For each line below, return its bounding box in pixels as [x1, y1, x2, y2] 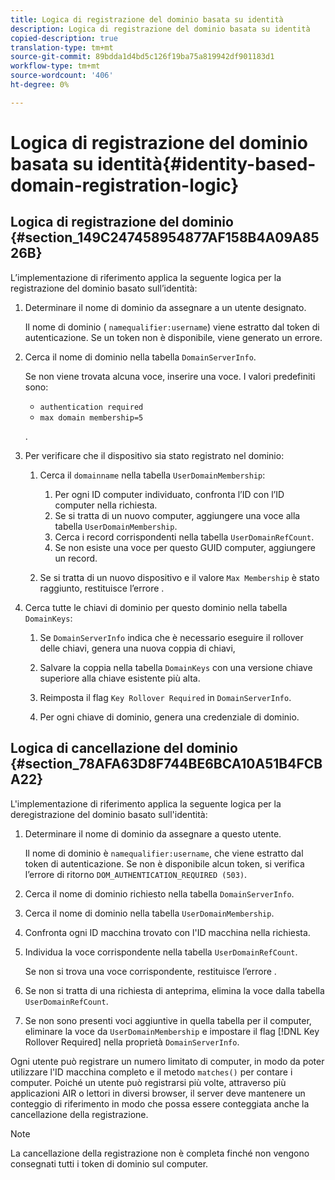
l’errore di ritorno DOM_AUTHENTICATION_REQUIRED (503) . [24, 868, 248, 880]
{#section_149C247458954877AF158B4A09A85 [10, 229, 320, 246]
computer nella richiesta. [54, 499, 158, 511]
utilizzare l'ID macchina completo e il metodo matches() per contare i [10, 1066, 293, 1078]
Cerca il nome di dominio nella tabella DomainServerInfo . [24, 351, 257, 363]
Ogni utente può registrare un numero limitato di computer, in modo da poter [10, 1055, 325, 1067]
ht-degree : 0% [10, 80, 70, 90]
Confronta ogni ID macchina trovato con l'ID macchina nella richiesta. [24, 926, 311, 938]
